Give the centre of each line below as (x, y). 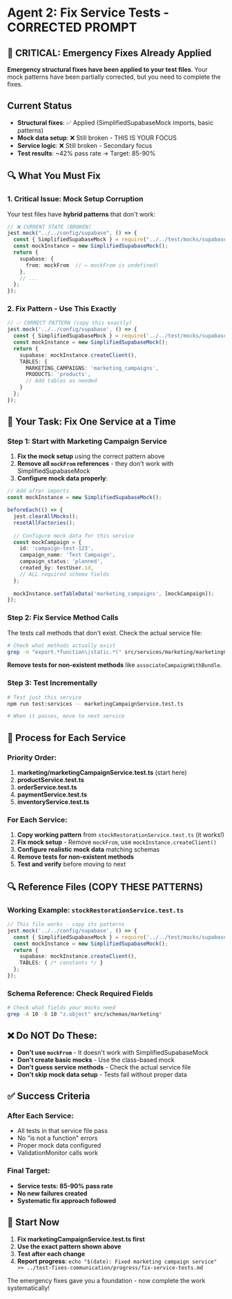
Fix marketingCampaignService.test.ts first (81, 1239)
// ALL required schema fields (65, 574)
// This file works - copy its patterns (66, 924)
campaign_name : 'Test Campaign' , (68, 555)
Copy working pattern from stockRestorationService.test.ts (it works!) (120, 835)
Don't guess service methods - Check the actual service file (104, 1067)
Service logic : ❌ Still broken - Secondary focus (85, 145)
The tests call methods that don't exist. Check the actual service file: (105, 633)
